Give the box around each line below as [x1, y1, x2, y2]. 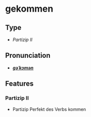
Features [5, 80, 34, 88]
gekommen [5, 3, 54, 15]
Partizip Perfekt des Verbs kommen [12, 106, 86, 112]
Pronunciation [5, 51, 51, 60]
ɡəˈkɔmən [12, 64, 34, 71]
